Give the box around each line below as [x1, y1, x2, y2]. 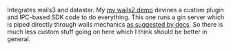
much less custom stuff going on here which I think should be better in [7, 27, 208, 36]
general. [7, 35, 31, 43]
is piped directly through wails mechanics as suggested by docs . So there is [7, 21, 223, 28]
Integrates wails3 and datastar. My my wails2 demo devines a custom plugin [7, 6, 224, 14]
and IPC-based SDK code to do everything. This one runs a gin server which [7, 13, 225, 21]
